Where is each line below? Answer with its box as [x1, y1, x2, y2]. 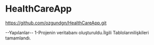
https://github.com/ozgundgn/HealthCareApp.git [5, 20, 107, 26]
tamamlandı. [5, 35, 31, 41]
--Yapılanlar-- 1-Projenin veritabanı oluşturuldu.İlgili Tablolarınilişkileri [5, 29, 149, 35]
